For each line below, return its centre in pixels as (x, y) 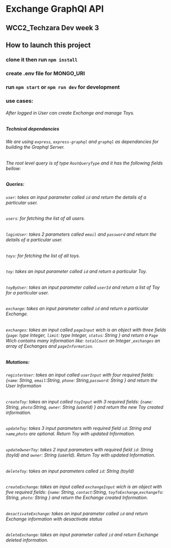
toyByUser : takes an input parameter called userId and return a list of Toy (83, 287)
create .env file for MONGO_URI (46, 73)
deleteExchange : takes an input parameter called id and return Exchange (82, 535)
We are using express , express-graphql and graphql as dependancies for (82, 142)
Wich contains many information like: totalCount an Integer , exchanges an (83, 341)
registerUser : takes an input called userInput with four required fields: (80, 375)
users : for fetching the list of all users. (46, 218)
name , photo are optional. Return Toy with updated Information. (70, 434)
